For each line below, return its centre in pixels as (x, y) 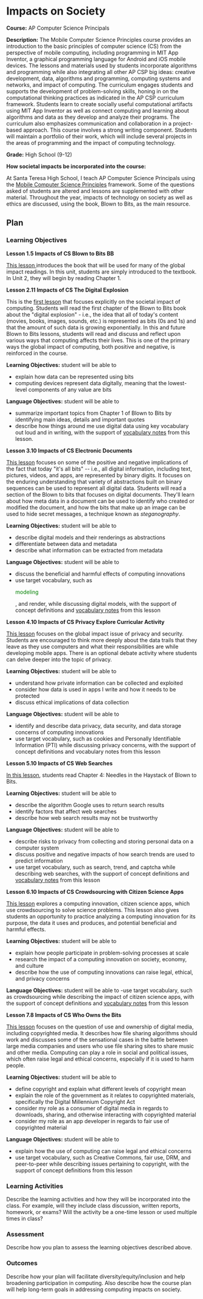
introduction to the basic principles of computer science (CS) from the (94, 46)
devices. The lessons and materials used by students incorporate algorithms (101, 65)
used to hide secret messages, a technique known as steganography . (93, 514)
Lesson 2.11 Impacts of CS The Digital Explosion (68, 290)
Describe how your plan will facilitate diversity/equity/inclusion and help (96, 1276)
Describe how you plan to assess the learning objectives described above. (99, 1247)
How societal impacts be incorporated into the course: (76, 166)
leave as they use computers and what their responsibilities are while (92, 646)
